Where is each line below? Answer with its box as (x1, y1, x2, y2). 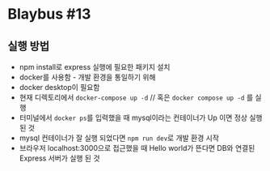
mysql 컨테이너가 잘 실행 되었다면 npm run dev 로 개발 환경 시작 (19, 133, 220, 143)
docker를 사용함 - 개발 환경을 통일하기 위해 (19, 72, 156, 82)
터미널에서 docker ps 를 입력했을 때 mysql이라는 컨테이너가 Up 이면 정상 (19, 113, 248, 122)
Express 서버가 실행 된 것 (19, 153, 100, 163)
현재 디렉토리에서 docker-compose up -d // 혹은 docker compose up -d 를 (19, 92, 254, 102)
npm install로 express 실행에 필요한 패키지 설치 (19, 62, 171, 71)
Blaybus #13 (7, 5, 91, 24)
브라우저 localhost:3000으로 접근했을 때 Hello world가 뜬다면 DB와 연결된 (19, 143, 255, 152)
